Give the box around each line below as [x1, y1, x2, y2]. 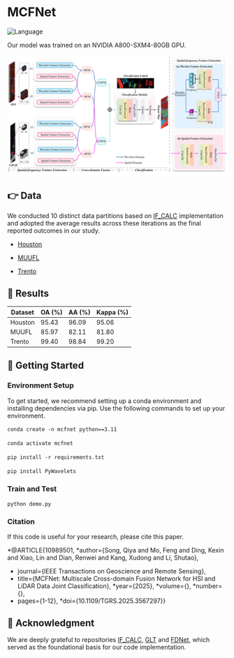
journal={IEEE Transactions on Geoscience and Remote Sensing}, [17, 567, 206, 576]
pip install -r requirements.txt [7, 453, 105, 461]
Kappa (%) [96, 308, 129, 316]
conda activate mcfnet [7, 439, 73, 447]
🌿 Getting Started [7, 360, 85, 372]
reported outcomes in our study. [7, 226, 100, 235]
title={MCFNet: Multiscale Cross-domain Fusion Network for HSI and [17, 574, 216, 583]
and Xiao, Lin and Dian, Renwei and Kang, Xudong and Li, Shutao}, [7, 553, 199, 562]
